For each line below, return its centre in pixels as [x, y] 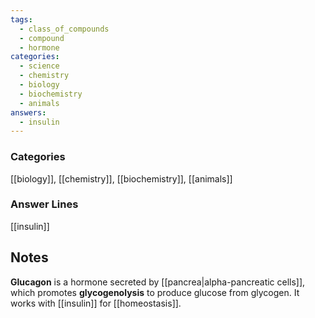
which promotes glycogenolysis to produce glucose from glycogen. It [155, 292]
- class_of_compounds [64, 29]
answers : [28, 112]
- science [39, 66]
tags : [21, 19]
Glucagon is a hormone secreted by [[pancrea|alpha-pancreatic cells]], [158, 282]
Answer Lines [44, 204]
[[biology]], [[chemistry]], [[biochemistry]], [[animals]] [121, 178]
